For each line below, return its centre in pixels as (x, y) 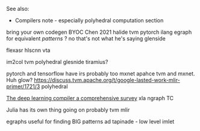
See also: (18, 9)
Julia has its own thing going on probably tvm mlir (68, 110)
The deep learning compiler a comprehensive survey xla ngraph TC (90, 98)
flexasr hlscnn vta (28, 50)
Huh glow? (20, 80)
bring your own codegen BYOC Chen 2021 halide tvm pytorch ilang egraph (99, 32)
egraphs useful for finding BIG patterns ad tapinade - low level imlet (90, 121)
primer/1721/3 (23, 86)
